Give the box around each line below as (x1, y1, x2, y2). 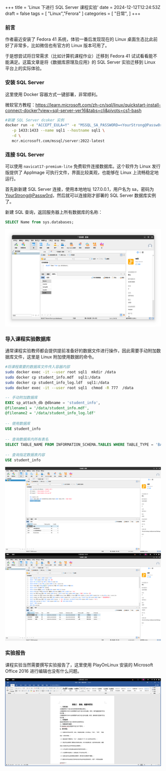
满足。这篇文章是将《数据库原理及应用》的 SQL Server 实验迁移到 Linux (9, 59, 156, 65)
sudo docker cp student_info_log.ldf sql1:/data (5, 380, 110, 385)
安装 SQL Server (5, 79, 44, 86)
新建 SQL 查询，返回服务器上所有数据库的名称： (5, 209, 103, 215)
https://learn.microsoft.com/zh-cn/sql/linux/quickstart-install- (35, 102, 161, 108)
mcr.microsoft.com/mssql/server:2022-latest (11, 138, 105, 144)
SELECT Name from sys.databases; (5, 220, 74, 225)
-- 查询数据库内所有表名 (5, 437, 49, 442)
